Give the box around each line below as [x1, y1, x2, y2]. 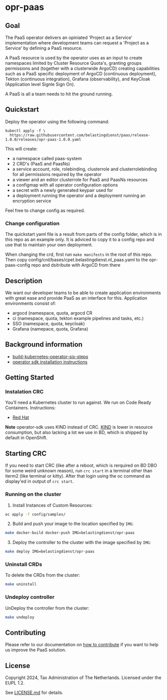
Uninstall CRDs [5, 561, 42, 568]
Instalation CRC [5, 388, 44, 395]
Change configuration [5, 220, 60, 227]
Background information [5, 341, 83, 349]
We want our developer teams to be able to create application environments [5, 290, 161, 296]
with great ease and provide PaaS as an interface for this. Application [5, 295, 148, 301]
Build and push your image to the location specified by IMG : [12, 521, 134, 527]
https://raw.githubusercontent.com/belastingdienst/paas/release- [9, 133, 151, 138]
